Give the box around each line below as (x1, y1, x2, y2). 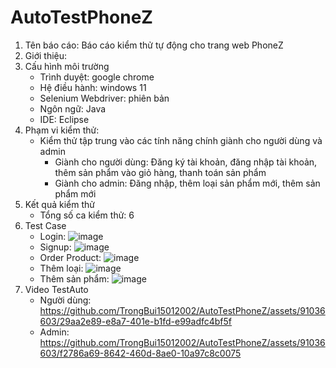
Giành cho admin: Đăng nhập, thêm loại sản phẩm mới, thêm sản (54, 177, 321, 189)
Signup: (39, 241, 72, 253)
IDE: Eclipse (39, 113, 90, 125)
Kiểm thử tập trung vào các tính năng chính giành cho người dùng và (39, 134, 323, 146)
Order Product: (39, 251, 102, 263)
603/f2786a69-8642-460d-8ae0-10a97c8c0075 (39, 347, 242, 359)
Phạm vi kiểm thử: (24, 124, 100, 136)
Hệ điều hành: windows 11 (39, 81, 147, 93)
